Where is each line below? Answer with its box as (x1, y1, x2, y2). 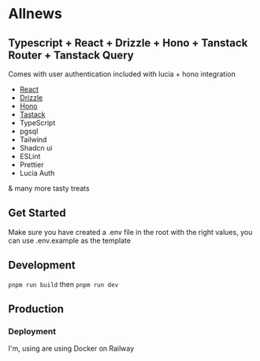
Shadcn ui (19, 143, 53, 152)
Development (8, 259, 76, 272)
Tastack (19, 110, 46, 119)
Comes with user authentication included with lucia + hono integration (8, 69, 236, 79)
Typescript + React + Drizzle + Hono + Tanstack (8, 36, 248, 50)
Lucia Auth (19, 169, 55, 177)
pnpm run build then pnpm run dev (8, 279, 119, 288)
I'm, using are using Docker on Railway (8, 344, 135, 353)
